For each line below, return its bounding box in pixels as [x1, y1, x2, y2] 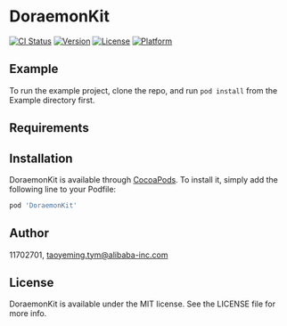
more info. [9, 308, 47, 319]
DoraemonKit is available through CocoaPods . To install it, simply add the [9, 174, 278, 184]
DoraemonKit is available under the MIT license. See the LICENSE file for [9, 298, 276, 309]
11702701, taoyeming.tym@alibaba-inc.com [9, 249, 168, 260]
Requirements [9, 120, 89, 135]
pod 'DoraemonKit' [9, 200, 78, 210]
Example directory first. [9, 94, 95, 105]
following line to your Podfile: [9, 183, 117, 194]
